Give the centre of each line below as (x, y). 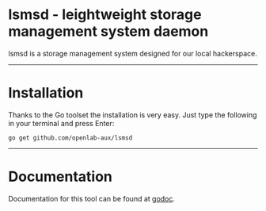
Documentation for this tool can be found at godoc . (92, 198)
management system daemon (108, 31)
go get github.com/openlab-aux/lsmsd (70, 138)
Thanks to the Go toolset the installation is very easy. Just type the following (133, 115)
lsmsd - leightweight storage (105, 15)
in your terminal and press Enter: (61, 123)
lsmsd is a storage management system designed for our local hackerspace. (133, 53)
